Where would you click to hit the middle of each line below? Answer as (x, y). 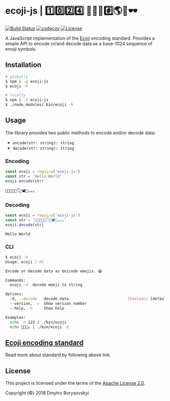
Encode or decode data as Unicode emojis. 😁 (54, 271)
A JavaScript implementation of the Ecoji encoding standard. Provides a (80, 38)
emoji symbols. (21, 49)
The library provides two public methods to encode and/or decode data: (80, 132)
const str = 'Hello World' (34, 176)
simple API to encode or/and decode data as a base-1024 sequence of (79, 43)
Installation (23, 65)
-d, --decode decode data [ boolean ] (79, 299)
